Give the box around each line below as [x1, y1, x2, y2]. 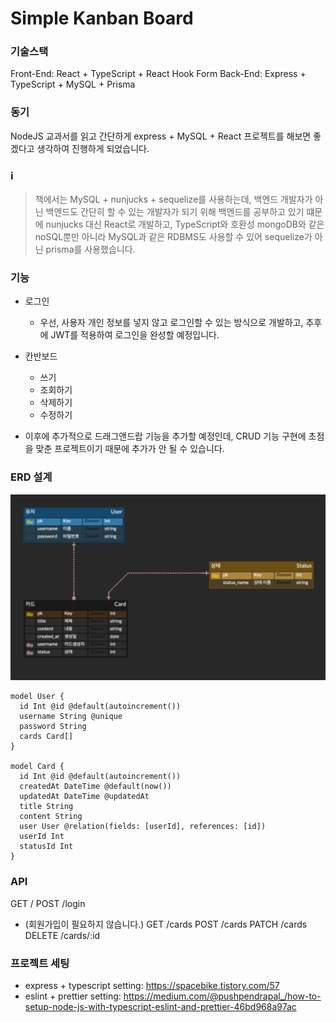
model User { [10, 692, 65, 702]
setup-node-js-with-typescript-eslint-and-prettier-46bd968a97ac [24, 1001, 297, 1013]
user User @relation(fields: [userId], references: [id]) [19, 822, 267, 832]
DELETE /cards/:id [24, 929, 101, 941]
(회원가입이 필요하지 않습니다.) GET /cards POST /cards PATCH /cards [24, 918, 308, 930]
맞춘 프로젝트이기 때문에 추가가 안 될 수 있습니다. [35, 443, 225, 455]
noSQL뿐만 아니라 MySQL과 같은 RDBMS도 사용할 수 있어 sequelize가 [34, 231, 313, 243]
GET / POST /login [10, 897, 86, 909]
